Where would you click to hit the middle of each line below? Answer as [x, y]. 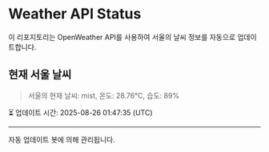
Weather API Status [75, 14]
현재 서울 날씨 [40, 75]
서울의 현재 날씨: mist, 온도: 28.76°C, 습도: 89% [104, 95]
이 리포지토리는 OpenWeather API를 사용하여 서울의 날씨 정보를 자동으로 [122, 37]
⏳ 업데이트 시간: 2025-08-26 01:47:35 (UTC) [81, 112]
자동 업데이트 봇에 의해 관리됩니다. [62, 139]
